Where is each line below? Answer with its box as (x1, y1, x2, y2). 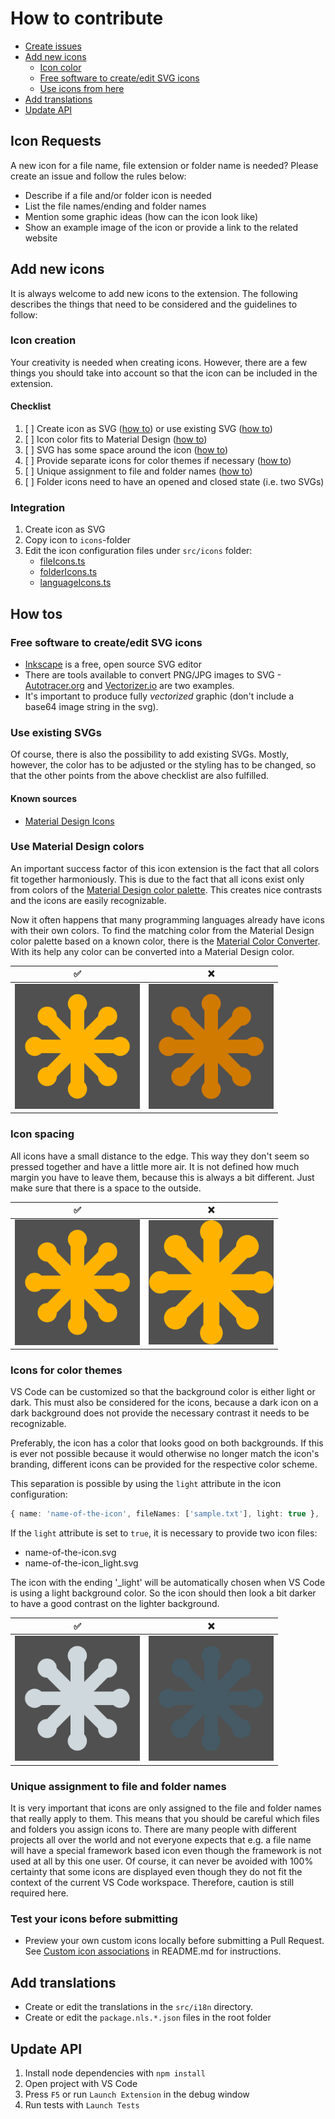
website (24, 232, 58, 244)
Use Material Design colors (10, 840, 145, 854)
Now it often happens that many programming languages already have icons (10, 913, 325, 926)
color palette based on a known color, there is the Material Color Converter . (10, 935, 321, 947)
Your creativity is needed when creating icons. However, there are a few (10, 356, 308, 368)
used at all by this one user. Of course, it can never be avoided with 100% (10, 1855, 314, 1867)
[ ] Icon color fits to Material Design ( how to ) (24, 433, 208, 446)
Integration (10, 500, 66, 514)
